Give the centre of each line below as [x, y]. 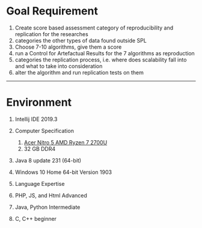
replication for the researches [51, 34]
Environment [39, 103]
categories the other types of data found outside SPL [81, 40]
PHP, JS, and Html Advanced [51, 195]
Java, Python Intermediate [47, 207]
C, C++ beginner [36, 218]
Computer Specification [44, 131]
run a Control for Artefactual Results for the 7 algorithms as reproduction [105, 53]
